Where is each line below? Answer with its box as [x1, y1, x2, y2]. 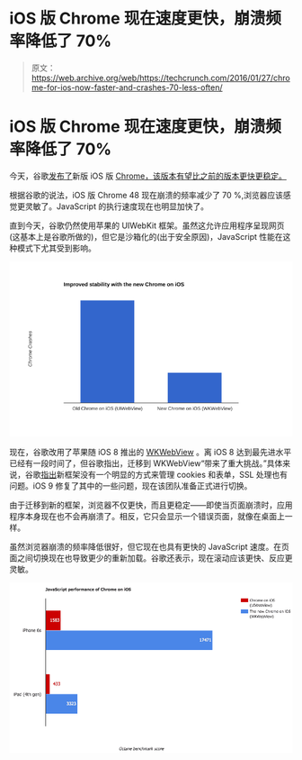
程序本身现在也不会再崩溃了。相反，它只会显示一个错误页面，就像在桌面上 [9, 510, 285, 521]
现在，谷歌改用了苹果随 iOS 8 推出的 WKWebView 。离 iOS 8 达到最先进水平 [9, 446, 292, 457]
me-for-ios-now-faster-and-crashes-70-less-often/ [31, 82, 223, 93]
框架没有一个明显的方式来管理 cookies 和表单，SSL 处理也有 [64, 469, 289, 480]
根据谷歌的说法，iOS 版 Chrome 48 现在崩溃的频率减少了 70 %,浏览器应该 [9, 189, 284, 200]
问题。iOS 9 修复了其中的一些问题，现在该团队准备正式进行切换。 [9, 480, 253, 491]
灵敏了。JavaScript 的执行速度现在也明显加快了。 [24, 200, 209, 212]
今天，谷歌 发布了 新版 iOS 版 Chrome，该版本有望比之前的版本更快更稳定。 [9, 170, 288, 181]
